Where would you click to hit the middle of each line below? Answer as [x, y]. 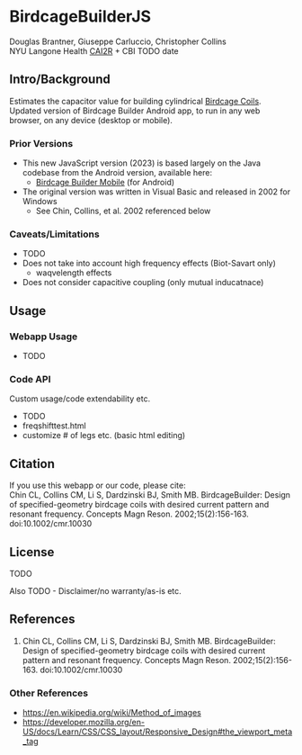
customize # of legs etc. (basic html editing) [104, 436]
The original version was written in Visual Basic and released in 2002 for [156, 192]
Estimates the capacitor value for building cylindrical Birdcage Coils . [136, 101]
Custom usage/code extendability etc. [80, 399]
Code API [30, 379]
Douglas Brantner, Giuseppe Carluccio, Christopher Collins [118, 41]
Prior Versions [41, 143]
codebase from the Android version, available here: [117, 173]
